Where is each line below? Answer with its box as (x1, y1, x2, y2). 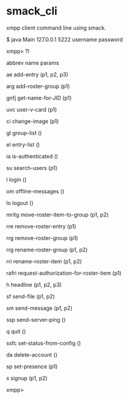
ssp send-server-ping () (6, 316, 66, 323)
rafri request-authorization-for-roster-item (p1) (6, 269, 122, 277)
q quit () (6, 327, 26, 335)
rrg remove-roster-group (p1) (6, 234, 78, 242)
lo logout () (6, 199, 34, 206)
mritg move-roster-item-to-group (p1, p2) (6, 211, 109, 218)
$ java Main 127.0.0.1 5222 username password (6, 36, 124, 43)
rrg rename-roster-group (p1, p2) (6, 246, 88, 253)
